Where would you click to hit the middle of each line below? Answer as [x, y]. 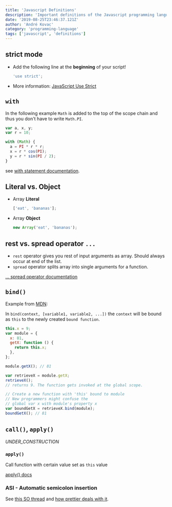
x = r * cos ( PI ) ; [28, 151]
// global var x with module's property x [51, 404]
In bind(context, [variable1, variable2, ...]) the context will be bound [83, 314]
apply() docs [19, 474]
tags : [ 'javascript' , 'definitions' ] [46, 34]
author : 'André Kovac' [29, 24]
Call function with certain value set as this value [57, 465]
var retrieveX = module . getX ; [38, 376]
